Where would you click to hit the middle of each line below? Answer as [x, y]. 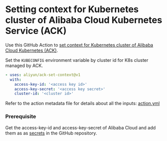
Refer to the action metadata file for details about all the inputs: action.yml [82, 103]
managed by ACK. [24, 65]
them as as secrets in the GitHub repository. [51, 133]
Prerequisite [21, 117]
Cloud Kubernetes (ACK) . [32, 50]
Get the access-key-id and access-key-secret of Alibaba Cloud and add [80, 127]
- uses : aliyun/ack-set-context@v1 [43, 75]
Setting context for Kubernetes [72, 9]
